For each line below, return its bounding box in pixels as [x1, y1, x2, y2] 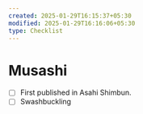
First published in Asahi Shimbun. [19, 88, 132, 97]
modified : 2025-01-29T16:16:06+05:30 [8, 19, 136, 27]
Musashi [8, 61, 68, 79]
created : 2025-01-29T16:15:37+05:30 [8, 11, 132, 20]
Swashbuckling [19, 97, 71, 107]
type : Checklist [8, 26, 63, 35]
